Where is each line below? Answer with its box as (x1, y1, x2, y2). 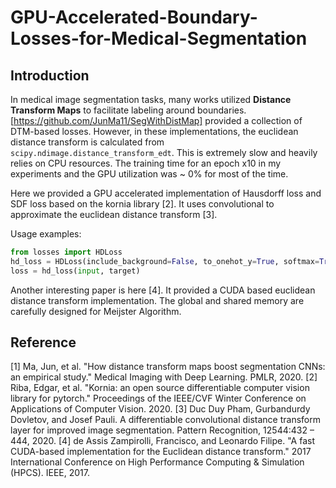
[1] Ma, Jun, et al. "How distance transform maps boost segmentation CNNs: (10, 361, 326, 373)
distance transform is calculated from (10, 136, 165, 148)
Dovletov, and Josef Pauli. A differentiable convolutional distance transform (10, 414, 321, 426)
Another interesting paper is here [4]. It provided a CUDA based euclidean (10, 284, 316, 296)
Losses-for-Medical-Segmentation (10, 27, 308, 50)
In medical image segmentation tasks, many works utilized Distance (10, 94, 292, 105)
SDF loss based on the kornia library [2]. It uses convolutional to (10, 198, 275, 210)
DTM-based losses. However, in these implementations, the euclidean (10, 126, 299, 137)
